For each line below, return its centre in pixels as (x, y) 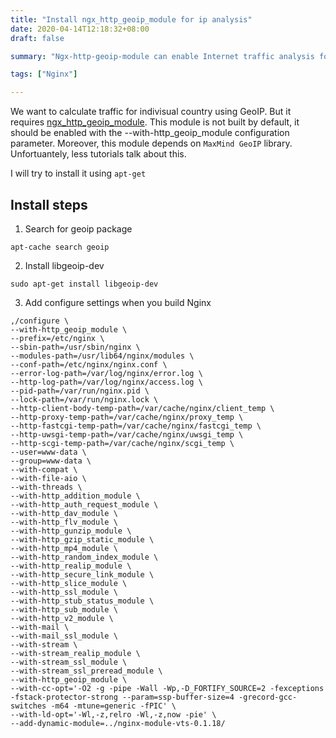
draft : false (37, 38)
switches (28, 706)
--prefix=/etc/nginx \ (57, 338)
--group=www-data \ (51, 461)
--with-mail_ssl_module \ (64, 636)
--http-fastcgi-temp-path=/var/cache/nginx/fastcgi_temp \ (136, 426)
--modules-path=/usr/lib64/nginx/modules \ (102, 356)
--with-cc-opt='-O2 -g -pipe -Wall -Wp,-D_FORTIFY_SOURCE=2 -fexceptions (167, 688)
